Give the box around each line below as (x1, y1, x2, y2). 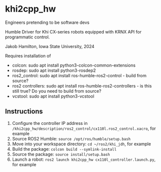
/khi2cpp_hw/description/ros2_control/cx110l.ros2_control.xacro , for (12, 125, 156, 131)
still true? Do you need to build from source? (12, 88, 101, 94)
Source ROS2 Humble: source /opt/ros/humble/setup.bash (12, 136, 131, 141)
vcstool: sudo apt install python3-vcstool (12, 93, 94, 99)
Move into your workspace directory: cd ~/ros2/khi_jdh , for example (12, 141, 151, 147)
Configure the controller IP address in (12, 120, 88, 126)
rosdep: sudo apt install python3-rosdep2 (12, 67, 96, 73)
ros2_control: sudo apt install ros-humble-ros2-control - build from (12, 72, 147, 78)
